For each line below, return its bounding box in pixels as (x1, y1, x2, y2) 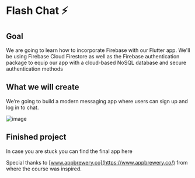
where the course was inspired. (6, 165, 82, 172)
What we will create (6, 82, 79, 92)
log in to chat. (6, 104, 39, 111)
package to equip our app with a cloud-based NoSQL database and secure (6, 59, 187, 66)
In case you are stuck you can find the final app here (6, 148, 133, 155)
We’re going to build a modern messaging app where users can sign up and (6, 97, 188, 104)
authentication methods (6, 65, 63, 72)
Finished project (6, 132, 67, 142)
